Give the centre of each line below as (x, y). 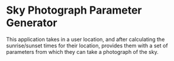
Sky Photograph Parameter (74, 10)
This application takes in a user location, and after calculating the (86, 39)
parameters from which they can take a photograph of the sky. (82, 52)
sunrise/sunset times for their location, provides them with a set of (87, 46)
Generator (32, 23)
